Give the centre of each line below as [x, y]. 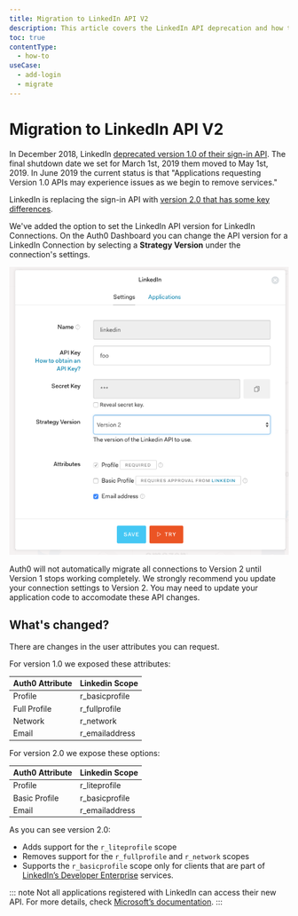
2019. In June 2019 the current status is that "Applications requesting [135, 172]
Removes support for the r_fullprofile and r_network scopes [136, 857]
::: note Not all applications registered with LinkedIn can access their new [143, 893]
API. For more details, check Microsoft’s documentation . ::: [116, 902]
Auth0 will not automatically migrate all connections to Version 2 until [135, 569]
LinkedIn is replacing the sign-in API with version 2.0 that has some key [140, 199]
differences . [31, 209]
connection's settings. [50, 254]
